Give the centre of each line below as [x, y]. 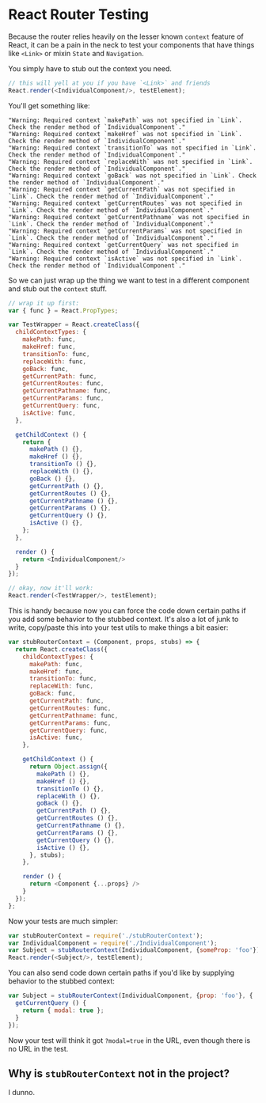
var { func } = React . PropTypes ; [63, 310]
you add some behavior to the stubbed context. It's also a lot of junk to [123, 620]
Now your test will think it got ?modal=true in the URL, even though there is [129, 1040]
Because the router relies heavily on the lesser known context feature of [126, 36]
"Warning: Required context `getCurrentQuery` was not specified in [123, 244]
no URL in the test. [38, 1048]
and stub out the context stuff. [57, 288]
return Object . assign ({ [68, 767]
